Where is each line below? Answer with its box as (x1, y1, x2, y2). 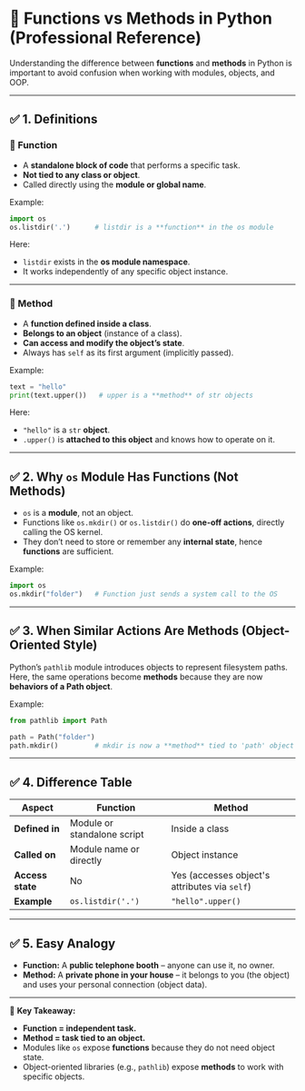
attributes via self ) (171, 880, 251, 893)
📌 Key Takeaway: (9, 1006, 76, 1017)
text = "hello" (9, 382, 67, 392)
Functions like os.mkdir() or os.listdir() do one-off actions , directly (22, 517, 285, 528)
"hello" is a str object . (22, 424, 111, 435)
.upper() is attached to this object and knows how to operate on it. (22, 434, 275, 445)
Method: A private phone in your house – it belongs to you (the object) (22, 969, 290, 980)
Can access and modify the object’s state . (22, 337, 185, 348)
